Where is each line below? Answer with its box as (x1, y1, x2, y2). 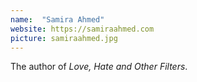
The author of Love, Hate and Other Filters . (10, 61, 188, 73)
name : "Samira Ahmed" (10, 14, 105, 25)
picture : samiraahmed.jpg (10, 33, 118, 43)
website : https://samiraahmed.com (10, 24, 155, 34)
